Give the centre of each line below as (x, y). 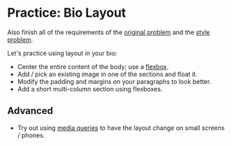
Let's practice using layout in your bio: (62, 53)
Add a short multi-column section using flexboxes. (90, 89)
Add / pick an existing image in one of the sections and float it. (107, 74)
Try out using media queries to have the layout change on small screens (121, 128)
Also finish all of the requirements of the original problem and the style (109, 32)
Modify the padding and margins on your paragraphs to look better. (114, 81)
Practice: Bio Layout (67, 13)
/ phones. (31, 135)
